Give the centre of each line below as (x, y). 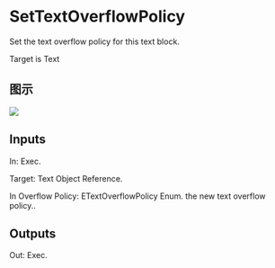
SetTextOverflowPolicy (98, 17)
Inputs (28, 140)
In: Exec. (25, 161)
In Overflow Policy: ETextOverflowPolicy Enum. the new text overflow (138, 196)
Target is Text (35, 58)
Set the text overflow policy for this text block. (94, 41)
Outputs (33, 233)
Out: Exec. (28, 255)
